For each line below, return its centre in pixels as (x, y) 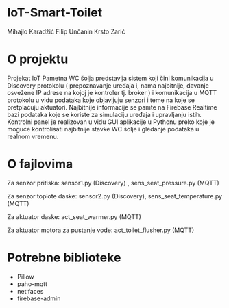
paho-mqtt (32, 284)
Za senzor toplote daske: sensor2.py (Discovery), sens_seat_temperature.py (115, 196)
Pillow (25, 277)
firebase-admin (39, 298)
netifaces (30, 291)
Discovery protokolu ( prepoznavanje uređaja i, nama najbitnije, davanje (108, 85)
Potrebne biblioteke (64, 257)
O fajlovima (40, 164)
